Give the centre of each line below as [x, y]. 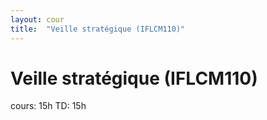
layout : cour [37, 19]
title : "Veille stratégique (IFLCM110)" [98, 29]
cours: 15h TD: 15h [48, 106]
